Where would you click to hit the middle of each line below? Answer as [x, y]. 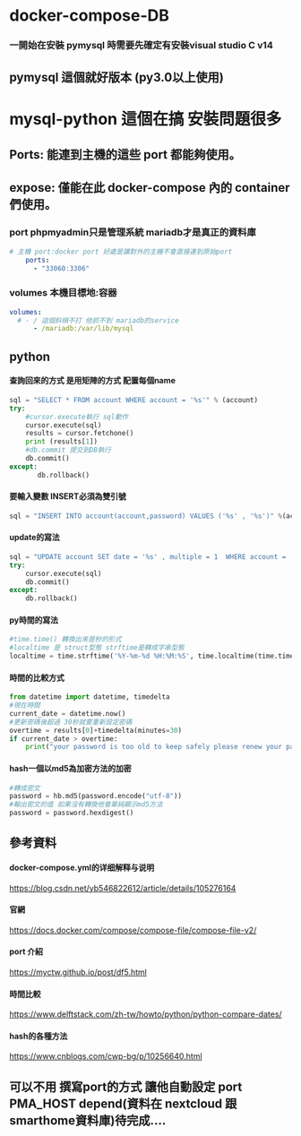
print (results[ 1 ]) [62, 442]
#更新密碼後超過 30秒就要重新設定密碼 [71, 722]
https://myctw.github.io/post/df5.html [78, 972]
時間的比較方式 [37, 677]
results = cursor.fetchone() [80, 434]
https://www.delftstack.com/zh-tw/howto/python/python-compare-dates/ [146, 1014]
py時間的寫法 [34, 620]
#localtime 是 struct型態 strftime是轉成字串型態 [97, 648]
